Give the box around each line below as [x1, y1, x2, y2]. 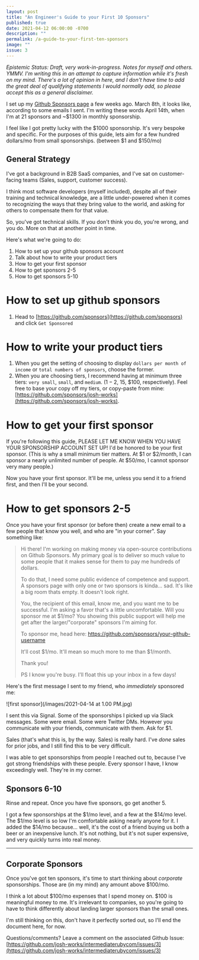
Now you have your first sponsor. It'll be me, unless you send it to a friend [6, 475, 187, 482]
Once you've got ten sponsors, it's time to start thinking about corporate [6, 875, 183, 882]
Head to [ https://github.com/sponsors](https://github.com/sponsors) [14, 313, 183, 320]
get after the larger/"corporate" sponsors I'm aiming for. [20, 619, 157, 626]
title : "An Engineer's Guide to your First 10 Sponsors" [6, 14, 150, 20]
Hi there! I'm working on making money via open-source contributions [20, 545, 192, 552]
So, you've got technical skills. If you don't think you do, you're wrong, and [6, 218, 188, 225]
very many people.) [6, 463, 54, 471]
